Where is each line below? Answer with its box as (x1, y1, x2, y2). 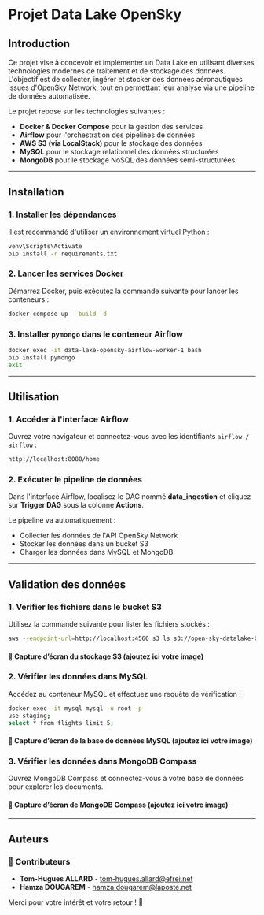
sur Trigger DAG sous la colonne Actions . (8, 500, 144, 510)
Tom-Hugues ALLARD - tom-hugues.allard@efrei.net (19, 874, 193, 883)
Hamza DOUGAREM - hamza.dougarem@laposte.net (19, 883, 192, 892)
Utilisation (8, 390, 60, 404)
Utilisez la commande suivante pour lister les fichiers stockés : (8, 619, 211, 629)
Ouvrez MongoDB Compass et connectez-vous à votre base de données (8, 774, 244, 783)
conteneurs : (8, 294, 49, 304)
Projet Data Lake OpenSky (8, 6, 182, 24)
